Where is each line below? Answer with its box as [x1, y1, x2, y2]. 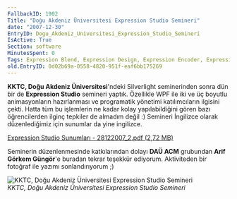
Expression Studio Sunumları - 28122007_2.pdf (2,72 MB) [7, 133, 174, 142]
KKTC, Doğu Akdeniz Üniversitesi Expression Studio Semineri [7, 183, 186, 191]
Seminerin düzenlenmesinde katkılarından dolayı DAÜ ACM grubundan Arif [7, 147, 226, 155]
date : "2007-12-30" [7, 23, 65, 30]
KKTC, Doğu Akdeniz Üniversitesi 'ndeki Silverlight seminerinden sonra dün [7, 82, 229, 90]
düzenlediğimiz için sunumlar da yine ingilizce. [7, 119, 142, 128]
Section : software [7, 43, 61, 50]
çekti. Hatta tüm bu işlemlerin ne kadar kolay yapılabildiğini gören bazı [7, 104, 211, 113]
